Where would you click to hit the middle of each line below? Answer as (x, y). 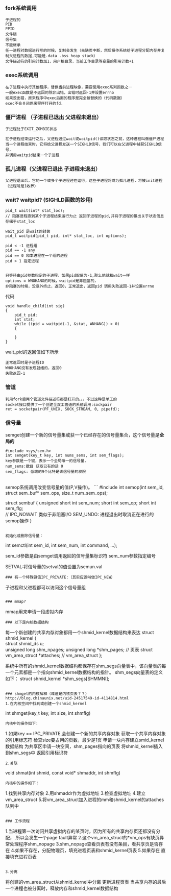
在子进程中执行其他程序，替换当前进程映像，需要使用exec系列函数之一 (69, 87)
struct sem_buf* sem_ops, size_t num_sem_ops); (57, 493)
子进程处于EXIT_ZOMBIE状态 (31, 129)
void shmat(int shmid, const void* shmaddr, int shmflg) (63, 773)
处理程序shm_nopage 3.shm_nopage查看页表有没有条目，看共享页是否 (84, 844)
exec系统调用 (22, 75)
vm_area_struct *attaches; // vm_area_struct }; (54, 656)
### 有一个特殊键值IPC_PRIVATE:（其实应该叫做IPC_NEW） (60, 577)
